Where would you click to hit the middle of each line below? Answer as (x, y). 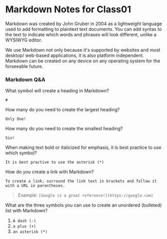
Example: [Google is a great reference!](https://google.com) (86, 195)
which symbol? (21, 153)
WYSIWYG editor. (24, 40)
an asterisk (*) (30, 232)
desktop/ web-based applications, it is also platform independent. (75, 55)
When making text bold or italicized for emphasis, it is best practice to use (83, 148)
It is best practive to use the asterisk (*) (55, 163)
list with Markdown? (26, 211)
